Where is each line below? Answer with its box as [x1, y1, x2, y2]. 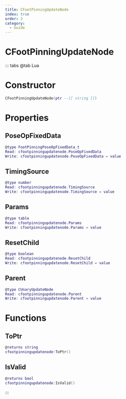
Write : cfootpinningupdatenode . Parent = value [5, 296, 102, 301]
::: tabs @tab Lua [5, 63, 40, 68]
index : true [5, 12, 29, 17]
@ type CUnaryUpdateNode [5, 287, 54, 292]
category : [5, 21, 25, 26]
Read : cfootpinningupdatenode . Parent [5, 291, 82, 296]
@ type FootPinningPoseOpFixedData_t [5, 145, 80, 150]
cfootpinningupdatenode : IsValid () [5, 380, 76, 385]
